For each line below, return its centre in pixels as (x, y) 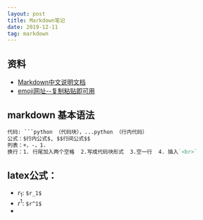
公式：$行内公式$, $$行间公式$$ (49, 138)
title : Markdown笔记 (36, 20)
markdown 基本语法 (51, 115)
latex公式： (32, 175)
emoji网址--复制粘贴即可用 (56, 91)
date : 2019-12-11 (33, 27)
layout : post (26, 14)
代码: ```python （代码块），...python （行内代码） (78, 132)
